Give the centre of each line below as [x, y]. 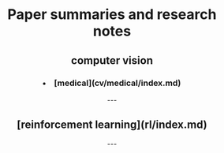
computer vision [112, 60]
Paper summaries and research [112, 15]
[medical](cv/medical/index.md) [118, 83]
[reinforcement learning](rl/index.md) [112, 125]
